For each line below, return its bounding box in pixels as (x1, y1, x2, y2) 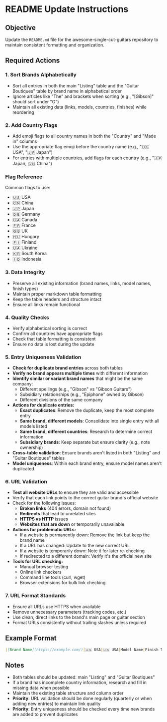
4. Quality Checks (5, 314, 49, 321)
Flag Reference (5, 173, 43, 180)
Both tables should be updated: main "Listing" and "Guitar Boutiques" (12, 674, 155, 680)
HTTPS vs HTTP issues (19, 516, 69, 522)
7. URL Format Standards (5, 592, 66, 599)
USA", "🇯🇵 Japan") (12, 149, 53, 155)
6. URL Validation (5, 478, 47, 485)
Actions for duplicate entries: (12, 402, 75, 408)
